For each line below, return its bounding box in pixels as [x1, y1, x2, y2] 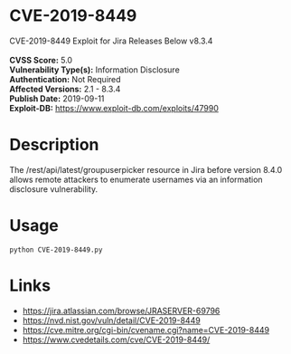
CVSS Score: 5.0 [9, 54, 73, 65]
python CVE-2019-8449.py [9, 245, 103, 254]
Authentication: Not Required [9, 73, 121, 84]
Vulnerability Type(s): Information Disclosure [9, 64, 181, 75]
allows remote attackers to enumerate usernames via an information [9, 174, 264, 185]
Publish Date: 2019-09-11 [9, 92, 105, 104]
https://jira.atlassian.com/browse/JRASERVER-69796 [22, 305, 221, 316]
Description [9, 135, 99, 155]
